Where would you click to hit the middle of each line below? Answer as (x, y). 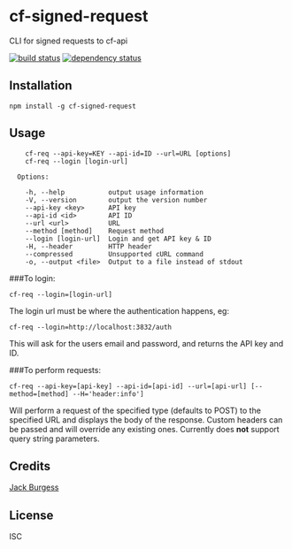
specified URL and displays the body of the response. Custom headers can (146, 419)
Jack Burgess (34, 487)
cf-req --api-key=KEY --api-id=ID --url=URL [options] (128, 153)
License (31, 515)
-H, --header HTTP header (88, 246)
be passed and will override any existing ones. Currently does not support (145, 429)
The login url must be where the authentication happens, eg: (119, 310)
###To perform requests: (55, 370)
